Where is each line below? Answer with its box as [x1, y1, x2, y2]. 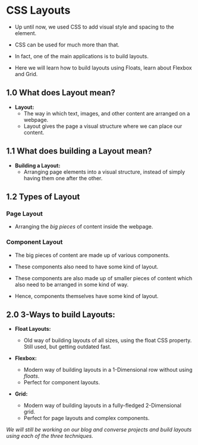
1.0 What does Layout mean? [6, 87, 116, 98]
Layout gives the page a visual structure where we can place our [23, 123, 183, 130]
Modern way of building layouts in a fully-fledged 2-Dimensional [23, 402, 181, 409]
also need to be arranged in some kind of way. [14, 281, 129, 288]
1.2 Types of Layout [6, 192, 80, 202]
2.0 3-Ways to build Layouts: [6, 309, 115, 319]
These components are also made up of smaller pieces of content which [14, 274, 193, 281]
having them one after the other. [23, 174, 103, 181]
